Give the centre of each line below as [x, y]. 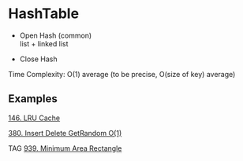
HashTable [44, 14]
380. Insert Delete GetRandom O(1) [65, 133]
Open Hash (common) [56, 35]
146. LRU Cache [34, 118]
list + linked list [44, 43]
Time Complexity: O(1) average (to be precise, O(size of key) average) [122, 74]
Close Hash [38, 59]
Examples [33, 99]
